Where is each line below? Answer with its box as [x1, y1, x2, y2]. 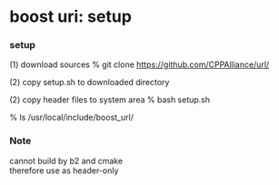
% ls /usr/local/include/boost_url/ [9, 112, 135, 123]
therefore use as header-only [9, 165, 119, 176]
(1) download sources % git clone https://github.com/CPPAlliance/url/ [9, 59, 270, 70]
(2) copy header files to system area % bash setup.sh [9, 94, 211, 105]
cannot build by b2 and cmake [9, 155, 124, 166]
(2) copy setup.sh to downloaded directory [9, 77, 170, 88]
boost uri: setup [9, 6, 132, 27]
